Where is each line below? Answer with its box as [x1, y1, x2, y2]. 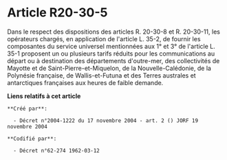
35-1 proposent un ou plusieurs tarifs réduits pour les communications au [7, 49, 215, 58]
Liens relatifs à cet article [7, 91, 81, 100]
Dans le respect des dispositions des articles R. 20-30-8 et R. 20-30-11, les [7, 27, 220, 36]
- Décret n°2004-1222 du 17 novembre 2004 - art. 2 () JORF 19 [13, 117, 198, 124]
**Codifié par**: [7, 135, 57, 142]
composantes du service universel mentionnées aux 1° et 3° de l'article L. [7, 42, 215, 50]
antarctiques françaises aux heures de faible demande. [7, 78, 164, 87]
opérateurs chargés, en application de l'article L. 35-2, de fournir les [7, 34, 201, 43]
